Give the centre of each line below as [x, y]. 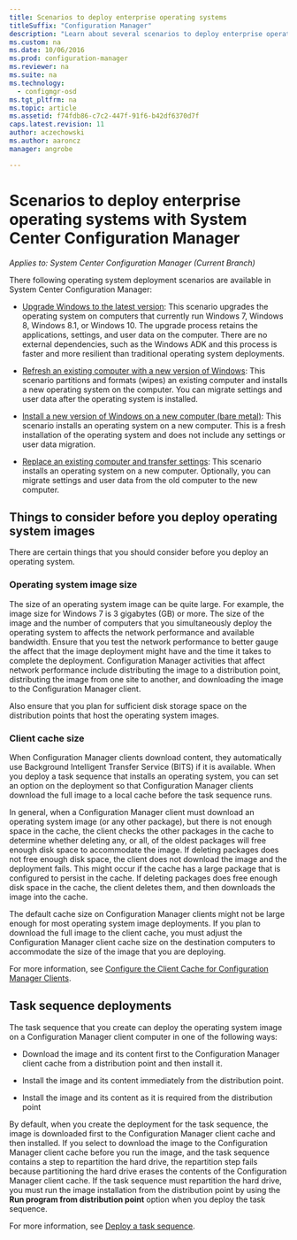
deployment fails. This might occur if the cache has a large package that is [145, 868]
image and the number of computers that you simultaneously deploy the [141, 623]
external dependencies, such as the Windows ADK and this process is [149, 344]
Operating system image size [73, 585]
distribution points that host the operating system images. [114, 715]
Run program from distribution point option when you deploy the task [137, 1199]
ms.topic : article [43, 108]
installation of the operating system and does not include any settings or [153, 435]
